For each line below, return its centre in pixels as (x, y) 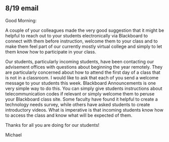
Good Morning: (21, 20)
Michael (13, 135)
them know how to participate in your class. (51, 52)
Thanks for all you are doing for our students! (52, 125)
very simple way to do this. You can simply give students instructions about (84, 88)
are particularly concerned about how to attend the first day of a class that (83, 72)
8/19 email (22, 8)
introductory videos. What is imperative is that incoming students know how (84, 110)
